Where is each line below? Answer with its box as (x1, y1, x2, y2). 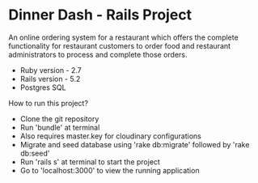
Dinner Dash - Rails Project (8, 6, 192, 24)
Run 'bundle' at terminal (19, 122, 100, 132)
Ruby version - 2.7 (19, 65, 82, 74)
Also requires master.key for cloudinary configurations (19, 131, 202, 141)
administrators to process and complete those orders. (8, 49, 188, 59)
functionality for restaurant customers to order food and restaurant (8, 40, 231, 50)
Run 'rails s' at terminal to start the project (19, 156, 160, 167)
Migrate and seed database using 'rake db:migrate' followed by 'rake (19, 139, 250, 149)
